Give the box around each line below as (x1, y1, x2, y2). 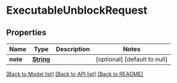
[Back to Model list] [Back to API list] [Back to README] (6, 70, 144, 78)
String (32, 55, 50, 63)
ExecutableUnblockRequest (6, 4, 148, 17)
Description (56, 45, 90, 53)
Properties (6, 27, 47, 38)
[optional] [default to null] (95, 55, 168, 63)
